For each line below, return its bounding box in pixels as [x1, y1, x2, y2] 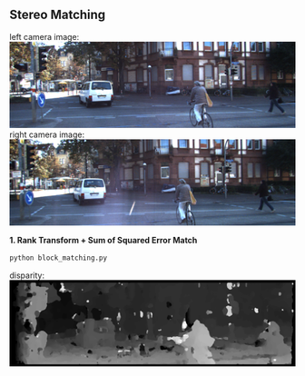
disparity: [9, 270, 45, 281]
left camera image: [9, 31, 80, 42]
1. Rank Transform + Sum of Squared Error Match [9, 234, 198, 245]
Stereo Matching [9, 7, 106, 23]
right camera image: [9, 129, 84, 140]
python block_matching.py [9, 253, 107, 262]
